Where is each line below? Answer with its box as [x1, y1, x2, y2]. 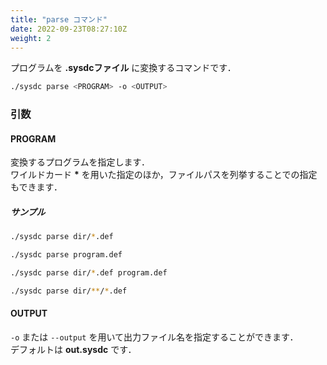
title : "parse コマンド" [10, 14, 108, 25]
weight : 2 [10, 33, 52, 43]
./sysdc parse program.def [10, 250, 123, 260]
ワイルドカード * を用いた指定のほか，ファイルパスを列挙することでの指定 [10, 169, 318, 181]
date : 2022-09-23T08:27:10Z [10, 24, 128, 34]
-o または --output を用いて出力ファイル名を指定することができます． [10, 331, 299, 343]
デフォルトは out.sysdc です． [10, 344, 137, 356]
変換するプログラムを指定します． [10, 156, 151, 168]
